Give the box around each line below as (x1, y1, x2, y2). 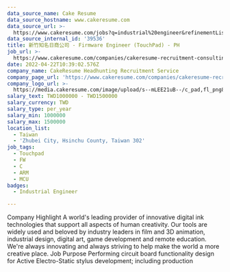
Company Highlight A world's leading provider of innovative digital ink (7, 213, 204, 221)
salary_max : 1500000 (7, 118, 66, 125)
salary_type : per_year (7, 106, 72, 112)
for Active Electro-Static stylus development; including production (7, 257, 194, 265)
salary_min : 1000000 (7, 112, 66, 119)
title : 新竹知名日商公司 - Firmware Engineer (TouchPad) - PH (7, 42, 180, 49)
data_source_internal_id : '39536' (7, 36, 106, 42)
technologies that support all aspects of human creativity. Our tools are (7, 221, 207, 229)
